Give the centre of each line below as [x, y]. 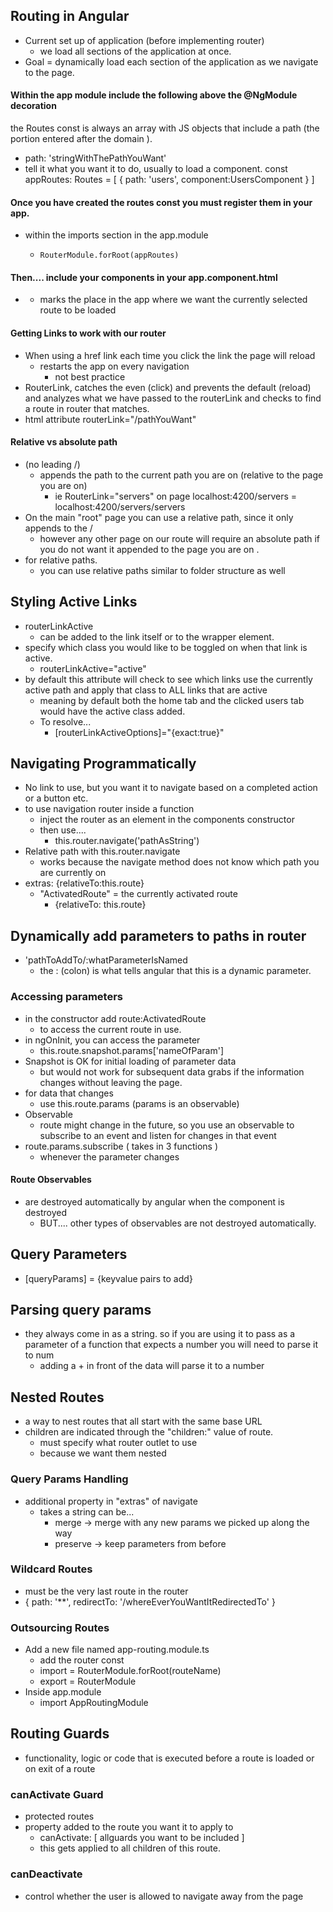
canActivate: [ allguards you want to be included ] [142, 1838]
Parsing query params [81, 1309]
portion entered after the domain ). [81, 139]
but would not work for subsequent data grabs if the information [172, 1071]
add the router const [82, 1660]
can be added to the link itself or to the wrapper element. [157, 636]
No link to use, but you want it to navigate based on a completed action [171, 788]
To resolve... [65, 721]
